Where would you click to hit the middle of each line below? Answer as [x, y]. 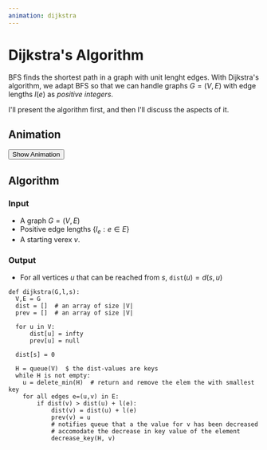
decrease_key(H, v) [83, 439]
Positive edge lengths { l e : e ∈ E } [75, 230]
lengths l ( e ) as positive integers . [61, 94]
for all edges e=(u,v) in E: [71, 397]
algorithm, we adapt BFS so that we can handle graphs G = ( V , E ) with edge [132, 85]
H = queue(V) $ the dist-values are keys [87, 369]
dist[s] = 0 [35, 355]
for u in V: [35, 327]
